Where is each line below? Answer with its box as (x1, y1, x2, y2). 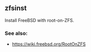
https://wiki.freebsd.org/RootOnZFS (11, 41, 86, 47)
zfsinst (4, 4, 27, 12)
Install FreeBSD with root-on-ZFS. (4, 17, 74, 23)
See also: (4, 29, 28, 36)
